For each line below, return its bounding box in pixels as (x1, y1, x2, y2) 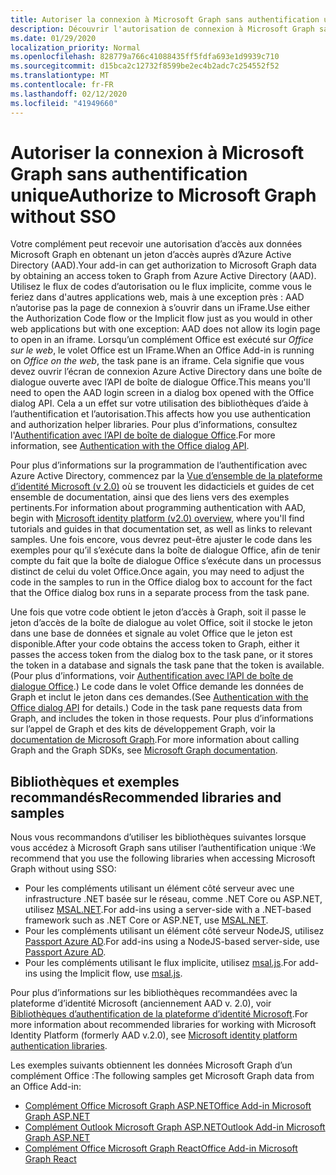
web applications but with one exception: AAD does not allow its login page (10, 323, 321, 335)
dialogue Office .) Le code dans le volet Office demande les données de (10, 681, 304, 693)
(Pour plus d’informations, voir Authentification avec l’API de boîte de (10, 670, 294, 682)
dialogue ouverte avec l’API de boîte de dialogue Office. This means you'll (10, 376, 311, 388)
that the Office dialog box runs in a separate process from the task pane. (10, 587, 310, 599)
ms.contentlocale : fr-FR (10, 80, 114, 90)
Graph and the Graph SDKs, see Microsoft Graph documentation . (10, 744, 278, 756)
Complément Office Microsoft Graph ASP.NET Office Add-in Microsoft (24, 1100, 312, 1112)
